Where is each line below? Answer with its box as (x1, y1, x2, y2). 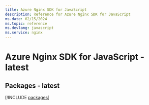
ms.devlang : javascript (5, 26, 54, 31)
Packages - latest (5, 81, 60, 90)
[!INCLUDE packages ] (5, 95, 50, 100)
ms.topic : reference (5, 21, 48, 26)
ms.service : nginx (5, 30, 43, 35)
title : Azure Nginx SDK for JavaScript (5, 7, 87, 12)
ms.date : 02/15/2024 (5, 16, 48, 21)
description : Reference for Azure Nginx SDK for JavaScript (5, 12, 131, 17)
